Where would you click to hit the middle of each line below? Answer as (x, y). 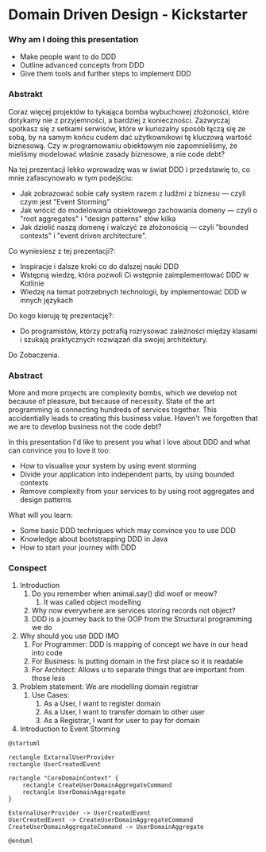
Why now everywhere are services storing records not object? (133, 611)
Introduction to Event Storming (70, 729)
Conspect (28, 568)
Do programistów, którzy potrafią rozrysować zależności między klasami (139, 331)
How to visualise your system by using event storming (108, 466)
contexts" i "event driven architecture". (83, 235)
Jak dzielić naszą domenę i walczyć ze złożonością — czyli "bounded (134, 227)
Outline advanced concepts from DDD (82, 65)
